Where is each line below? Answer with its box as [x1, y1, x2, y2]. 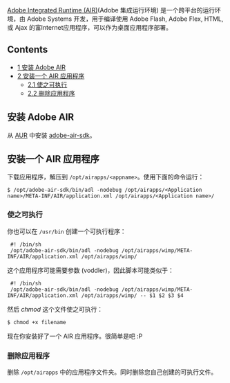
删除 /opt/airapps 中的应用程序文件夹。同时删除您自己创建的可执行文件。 [7, 368, 218, 376]
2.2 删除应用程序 [27, 89, 75, 97]
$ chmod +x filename [7, 319, 67, 326]
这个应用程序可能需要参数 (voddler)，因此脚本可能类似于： [7, 266, 175, 274]
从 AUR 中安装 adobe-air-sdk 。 [7, 131, 96, 139]
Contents [7, 44, 48, 55]
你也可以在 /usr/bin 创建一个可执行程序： [7, 227, 126, 235]
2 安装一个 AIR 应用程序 [17, 71, 85, 80]
